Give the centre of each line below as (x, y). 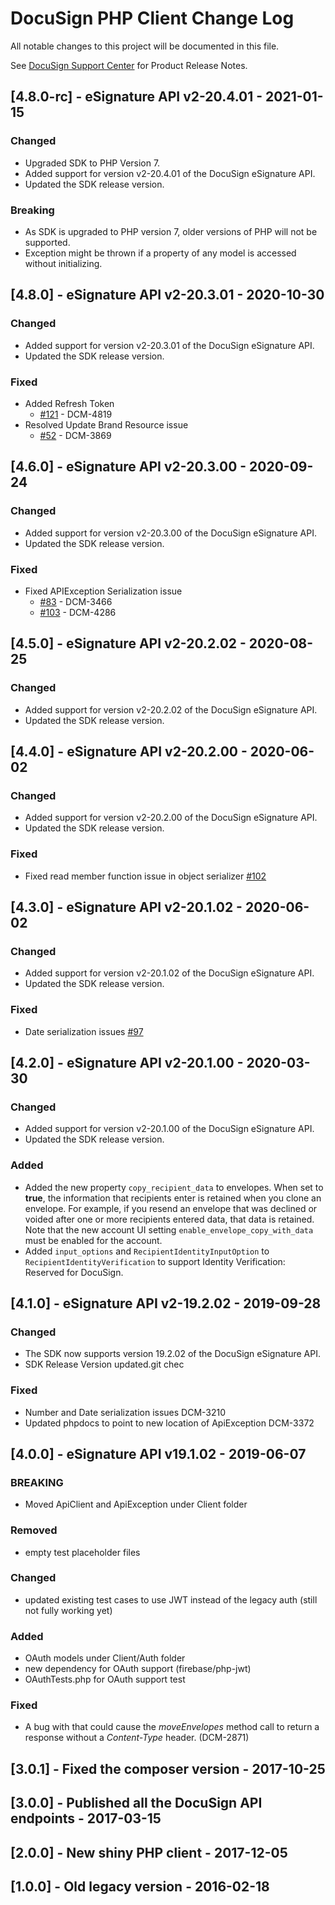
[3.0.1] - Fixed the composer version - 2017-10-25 (168, 1768)
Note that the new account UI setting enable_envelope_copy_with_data (169, 1229)
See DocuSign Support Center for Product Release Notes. (129, 65)
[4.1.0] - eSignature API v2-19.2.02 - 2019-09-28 (166, 1303)
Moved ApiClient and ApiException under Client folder (136, 1504)
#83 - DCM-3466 (76, 601)
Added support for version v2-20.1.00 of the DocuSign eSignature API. (169, 1129)
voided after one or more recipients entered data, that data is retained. (169, 1219)
